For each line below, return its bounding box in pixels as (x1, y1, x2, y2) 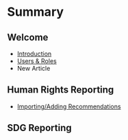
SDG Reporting (7, 122, 72, 134)
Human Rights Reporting (7, 84, 114, 96)
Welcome (7, 32, 49, 43)
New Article (16, 65, 51, 72)
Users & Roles (16, 57, 57, 65)
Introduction (16, 49, 52, 58)
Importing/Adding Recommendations (16, 102, 121, 110)
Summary (7, 4, 64, 20)
